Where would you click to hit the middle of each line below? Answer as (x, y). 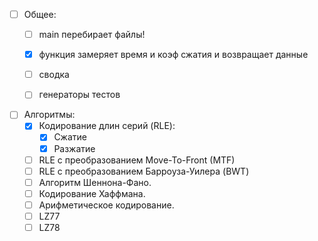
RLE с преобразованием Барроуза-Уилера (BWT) (144, 171)
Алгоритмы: (49, 115)
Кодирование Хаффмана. (92, 193)
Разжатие (74, 148)
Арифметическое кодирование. (106, 205)
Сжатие (70, 137)
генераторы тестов (79, 95)
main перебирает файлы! (92, 35)
